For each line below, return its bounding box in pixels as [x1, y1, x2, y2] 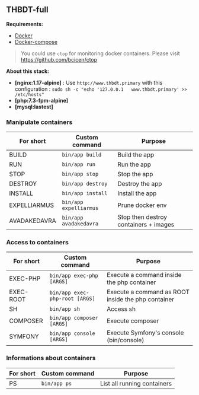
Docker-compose [14, 38, 58, 45]
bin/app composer [49, 314, 99, 321]
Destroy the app [117, 180, 162, 188]
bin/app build [62, 151, 102, 158]
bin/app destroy [62, 180, 108, 187]
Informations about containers [6, 354, 96, 362]
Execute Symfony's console [106, 329, 184, 337]
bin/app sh [49, 305, 81, 313]
